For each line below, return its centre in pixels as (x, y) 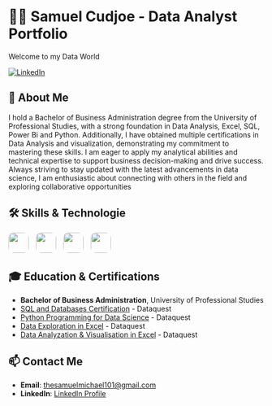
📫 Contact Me (46, 361)
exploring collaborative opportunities (70, 186)
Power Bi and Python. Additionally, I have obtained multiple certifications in (134, 134)
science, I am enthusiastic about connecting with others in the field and (128, 177)
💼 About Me (39, 98)
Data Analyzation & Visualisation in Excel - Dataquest (109, 335)
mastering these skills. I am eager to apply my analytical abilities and (123, 152)
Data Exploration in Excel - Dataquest (83, 326)
